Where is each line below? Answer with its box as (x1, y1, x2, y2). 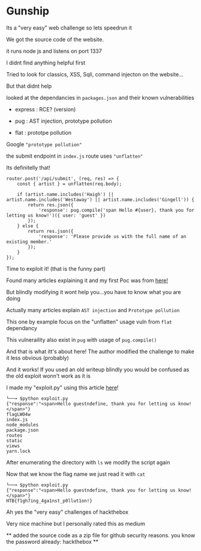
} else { (17, 223, 39, 229)
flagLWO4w (6, 411, 31, 417)
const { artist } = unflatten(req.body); (17, 180, 122, 187)
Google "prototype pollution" (6, 140, 82, 148)
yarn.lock (6, 448, 31, 454)
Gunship (6, 4, 50, 18)
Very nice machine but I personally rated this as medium (6, 520, 145, 527)
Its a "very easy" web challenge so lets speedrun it (6, 24, 132, 31)
